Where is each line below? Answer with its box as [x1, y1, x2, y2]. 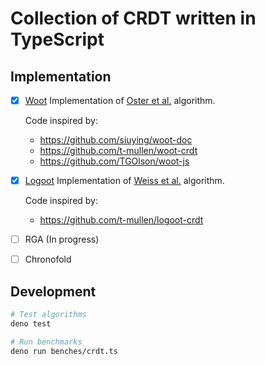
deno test [10, 318, 52, 329]
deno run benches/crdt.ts [10, 346, 118, 356]
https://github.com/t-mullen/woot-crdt [39, 145, 198, 157]
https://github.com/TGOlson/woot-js [39, 155, 190, 167]
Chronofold [24, 253, 72, 266]
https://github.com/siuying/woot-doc [39, 134, 193, 146]
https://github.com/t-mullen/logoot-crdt [39, 214, 204, 226]
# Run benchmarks [10, 337, 83, 347]
